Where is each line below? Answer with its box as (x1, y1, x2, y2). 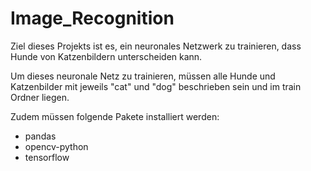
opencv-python (24, 140, 89, 152)
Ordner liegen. (10, 91, 70, 103)
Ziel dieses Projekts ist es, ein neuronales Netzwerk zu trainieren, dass (10, 40, 302, 52)
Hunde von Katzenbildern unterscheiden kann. (10, 50, 203, 62)
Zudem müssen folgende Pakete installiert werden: (10, 110, 220, 122)
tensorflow (24, 151, 70, 163)
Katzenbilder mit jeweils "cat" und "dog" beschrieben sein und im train (10, 80, 302, 92)
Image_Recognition (10, 7, 175, 30)
